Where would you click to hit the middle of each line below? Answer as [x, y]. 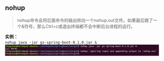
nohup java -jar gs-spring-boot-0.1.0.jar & [51, 42]
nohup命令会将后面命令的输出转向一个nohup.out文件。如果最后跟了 [85, 20]
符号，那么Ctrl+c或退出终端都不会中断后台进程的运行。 [80, 26]
